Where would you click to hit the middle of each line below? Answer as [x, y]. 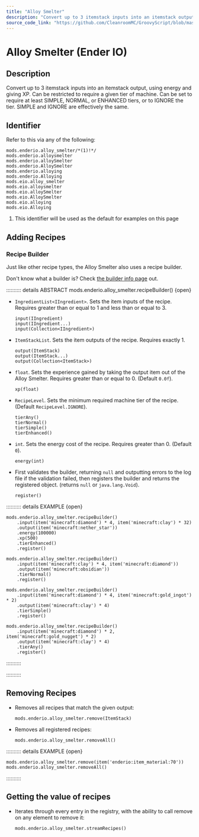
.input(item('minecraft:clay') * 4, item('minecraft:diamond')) [98, 564]
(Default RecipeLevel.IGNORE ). [51, 406]
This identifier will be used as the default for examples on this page [97, 219]
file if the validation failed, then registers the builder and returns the [97, 478]
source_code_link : [29, 23]
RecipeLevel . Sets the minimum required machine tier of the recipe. [97, 400]
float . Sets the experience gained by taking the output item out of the [100, 372]
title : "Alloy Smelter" [36, 12]
